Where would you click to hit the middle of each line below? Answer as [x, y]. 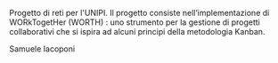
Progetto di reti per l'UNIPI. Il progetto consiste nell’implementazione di [139, 13]
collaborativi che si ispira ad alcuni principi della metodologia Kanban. [137, 31]
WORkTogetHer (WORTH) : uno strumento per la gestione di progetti [135, 22]
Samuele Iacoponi [42, 49]
